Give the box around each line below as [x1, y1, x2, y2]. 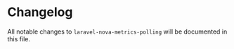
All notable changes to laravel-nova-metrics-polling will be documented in [7, 27, 228, 36]
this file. [7, 34, 30, 43]
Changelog [7, 4, 73, 20]
